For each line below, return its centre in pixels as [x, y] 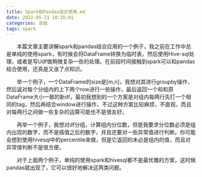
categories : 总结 [27, 23]
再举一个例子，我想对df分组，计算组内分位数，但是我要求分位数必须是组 [106, 125]
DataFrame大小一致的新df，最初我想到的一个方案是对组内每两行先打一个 [96, 97]
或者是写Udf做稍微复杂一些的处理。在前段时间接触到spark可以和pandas [106, 61]
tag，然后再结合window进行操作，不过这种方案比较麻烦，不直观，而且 [104, 104]
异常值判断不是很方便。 [35, 147]
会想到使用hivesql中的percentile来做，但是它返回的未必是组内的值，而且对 [99, 140]
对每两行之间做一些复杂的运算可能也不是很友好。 [67, 112]
